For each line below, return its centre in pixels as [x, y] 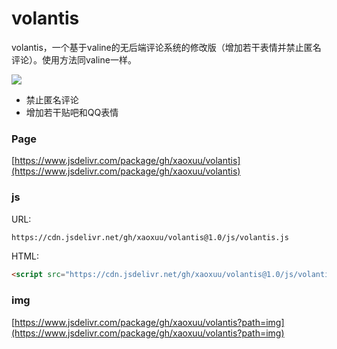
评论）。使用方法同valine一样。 [74, 59]
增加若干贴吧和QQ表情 [72, 112]
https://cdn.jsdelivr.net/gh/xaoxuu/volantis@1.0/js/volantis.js [150, 237]
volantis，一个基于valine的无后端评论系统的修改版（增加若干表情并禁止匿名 [166, 47]
